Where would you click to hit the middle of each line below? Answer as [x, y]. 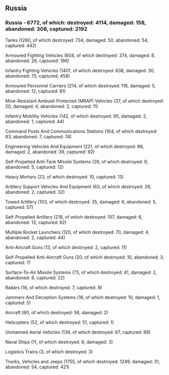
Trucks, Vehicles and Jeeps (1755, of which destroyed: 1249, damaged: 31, [83, 361]
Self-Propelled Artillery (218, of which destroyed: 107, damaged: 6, [74, 217]
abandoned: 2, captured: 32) [35, 192]
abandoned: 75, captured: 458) [38, 76]
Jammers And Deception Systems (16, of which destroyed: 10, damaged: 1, [83, 297]
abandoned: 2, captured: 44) [35, 237]
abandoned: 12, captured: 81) [36, 91]
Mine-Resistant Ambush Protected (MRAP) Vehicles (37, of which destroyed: [84, 101]
